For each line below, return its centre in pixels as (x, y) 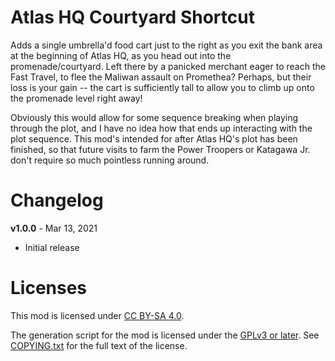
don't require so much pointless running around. (110, 160)
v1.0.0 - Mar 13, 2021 (54, 228)
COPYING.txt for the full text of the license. (99, 345)
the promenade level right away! (76, 98)
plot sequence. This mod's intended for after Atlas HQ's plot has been (154, 138)
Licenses (49, 288)
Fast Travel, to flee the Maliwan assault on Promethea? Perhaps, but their (161, 77)
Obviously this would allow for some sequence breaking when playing (154, 117)
